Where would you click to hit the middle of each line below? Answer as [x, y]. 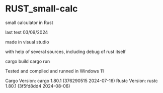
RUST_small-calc [42, 9]
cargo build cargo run [28, 61]
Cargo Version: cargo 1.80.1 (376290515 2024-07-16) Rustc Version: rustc [81, 80]
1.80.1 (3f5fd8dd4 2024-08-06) [38, 86]
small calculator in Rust [29, 22]
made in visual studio [27, 42]
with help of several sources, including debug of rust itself [65, 51]
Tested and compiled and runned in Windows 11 [55, 71]
